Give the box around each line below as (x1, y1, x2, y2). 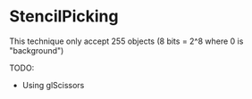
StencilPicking (9, 6, 119, 27)
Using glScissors (21, 79, 85, 90)
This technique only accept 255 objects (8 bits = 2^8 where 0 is (9, 36, 244, 46)
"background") (9, 45, 64, 55)
